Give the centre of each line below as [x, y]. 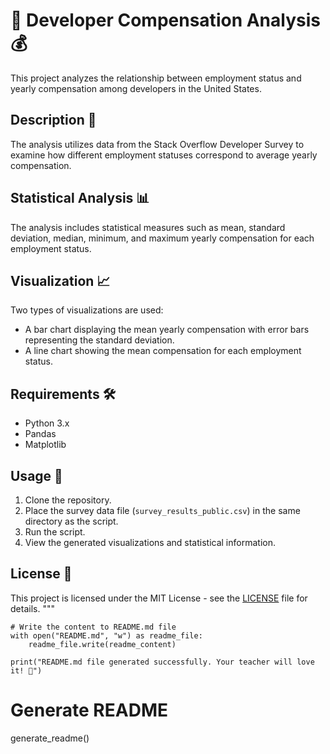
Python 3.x [47, 423]
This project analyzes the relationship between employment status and [156, 78]
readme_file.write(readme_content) [102, 644]
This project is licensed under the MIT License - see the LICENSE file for [159, 598]
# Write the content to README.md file [93, 627]
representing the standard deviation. [99, 340]
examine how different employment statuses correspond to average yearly [164, 155]
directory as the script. [71, 521]
